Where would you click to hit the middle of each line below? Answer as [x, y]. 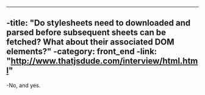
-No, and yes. [23, 85]
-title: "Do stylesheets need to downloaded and [99, 23]
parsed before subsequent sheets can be [86, 33]
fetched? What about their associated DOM [91, 42]
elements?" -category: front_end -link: [82, 51]
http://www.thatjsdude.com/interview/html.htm [104, 61]
